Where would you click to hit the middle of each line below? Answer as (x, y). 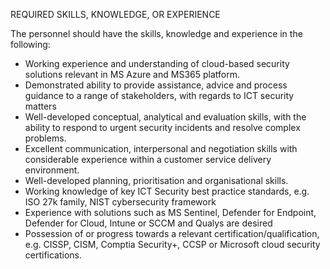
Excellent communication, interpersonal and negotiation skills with (161, 148)
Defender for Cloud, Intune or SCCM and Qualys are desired (148, 223)
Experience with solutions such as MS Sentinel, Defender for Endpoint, (170, 212)
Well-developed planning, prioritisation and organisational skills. (156, 180)
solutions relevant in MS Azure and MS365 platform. (132, 74)
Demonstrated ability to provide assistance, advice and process (156, 85)
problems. (45, 138)
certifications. (53, 255)
